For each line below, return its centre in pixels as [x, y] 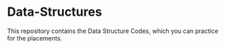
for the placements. [35, 38]
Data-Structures [55, 12]
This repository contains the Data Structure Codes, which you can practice [113, 31]
